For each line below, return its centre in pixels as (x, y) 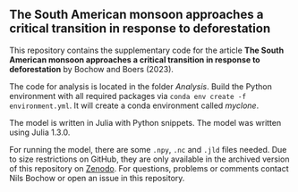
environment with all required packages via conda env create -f (128, 96)
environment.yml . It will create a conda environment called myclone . (134, 105)
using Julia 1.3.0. (40, 132)
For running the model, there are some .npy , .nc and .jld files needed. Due (148, 149)
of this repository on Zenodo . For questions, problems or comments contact (149, 168)
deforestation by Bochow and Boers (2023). (92, 69)
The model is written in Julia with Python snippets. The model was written (145, 122)
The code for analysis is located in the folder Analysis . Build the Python (141, 86)
